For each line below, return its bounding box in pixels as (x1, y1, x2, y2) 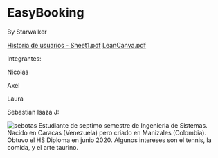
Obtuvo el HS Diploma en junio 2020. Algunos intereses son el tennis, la (7, 136, 212, 144)
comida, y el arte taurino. (7, 143, 78, 151)
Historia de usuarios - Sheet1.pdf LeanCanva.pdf (7, 41, 147, 49)
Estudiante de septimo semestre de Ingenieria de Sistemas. (38, 121, 208, 129)
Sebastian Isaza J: (7, 108, 60, 116)
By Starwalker (7, 28, 47, 36)
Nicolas (7, 68, 29, 76)
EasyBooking (7, 5, 84, 21)
